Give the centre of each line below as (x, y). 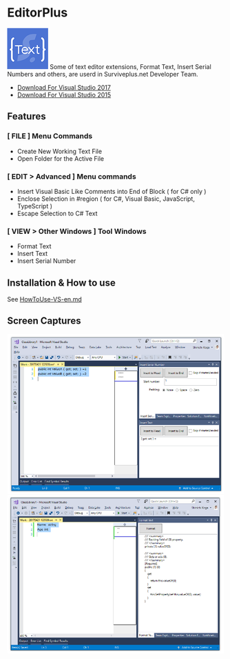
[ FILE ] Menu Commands (50, 136)
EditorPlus (38, 13)
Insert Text (32, 254)
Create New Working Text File (59, 151)
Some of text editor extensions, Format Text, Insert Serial (130, 66)
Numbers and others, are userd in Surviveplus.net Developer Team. (103, 74)
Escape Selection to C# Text (57, 213)
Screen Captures (44, 321)
